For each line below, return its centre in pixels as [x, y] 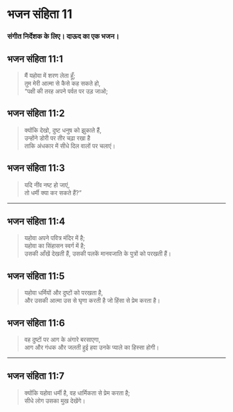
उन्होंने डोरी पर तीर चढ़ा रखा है [57, 138]
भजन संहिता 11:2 [36, 114]
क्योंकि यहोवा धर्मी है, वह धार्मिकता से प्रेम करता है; [77, 393]
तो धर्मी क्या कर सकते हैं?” [53, 192]
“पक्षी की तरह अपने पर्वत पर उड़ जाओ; [66, 91]
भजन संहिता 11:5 [36, 276]
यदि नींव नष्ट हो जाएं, [47, 185]
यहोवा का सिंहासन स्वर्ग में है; [54, 246]
